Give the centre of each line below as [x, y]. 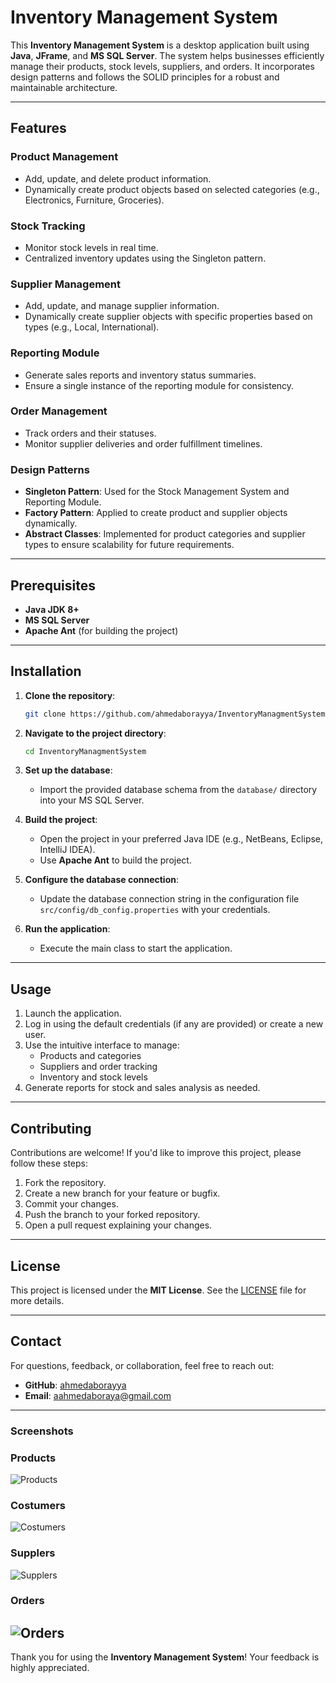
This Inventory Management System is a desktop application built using [160, 45]
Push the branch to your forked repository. [112, 1215]
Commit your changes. [71, 1204]
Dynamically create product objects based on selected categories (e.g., [172, 189]
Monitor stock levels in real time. [91, 247]
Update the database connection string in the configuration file [169, 899]
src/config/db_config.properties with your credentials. [155, 910]
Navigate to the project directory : [95, 733]
